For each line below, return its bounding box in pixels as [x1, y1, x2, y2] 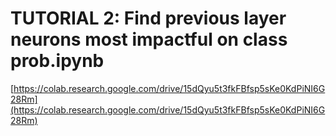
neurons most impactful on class [10, 28, 288, 51]
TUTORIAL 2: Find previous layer [10, 7, 287, 30]
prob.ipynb [10, 50, 105, 72]
